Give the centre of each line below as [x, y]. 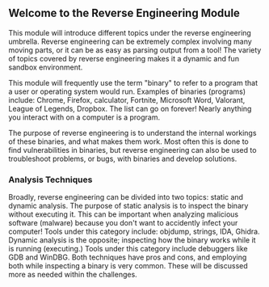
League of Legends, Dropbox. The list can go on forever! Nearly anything [130, 108]
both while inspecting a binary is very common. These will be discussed [128, 266]
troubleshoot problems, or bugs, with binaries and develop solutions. [123, 158]
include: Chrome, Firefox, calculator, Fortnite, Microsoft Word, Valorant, [127, 99]
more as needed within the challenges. [73, 275]
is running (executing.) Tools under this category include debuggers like [128, 249]
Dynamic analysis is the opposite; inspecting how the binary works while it [132, 240]
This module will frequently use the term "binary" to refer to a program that [133, 82]
